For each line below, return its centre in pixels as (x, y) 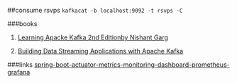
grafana (19, 72)
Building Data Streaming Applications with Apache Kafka (100, 51)
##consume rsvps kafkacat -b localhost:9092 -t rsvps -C (95, 10)
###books (22, 24)
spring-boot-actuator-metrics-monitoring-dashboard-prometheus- (132, 65)
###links (20, 65)
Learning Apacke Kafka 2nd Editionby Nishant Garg (93, 37)
